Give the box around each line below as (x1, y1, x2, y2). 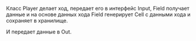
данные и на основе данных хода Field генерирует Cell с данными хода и (6, 11, 191, 18)
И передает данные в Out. (6, 28, 72, 35)
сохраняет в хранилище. (6, 17, 68, 24)
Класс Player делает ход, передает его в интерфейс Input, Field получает (6, 5, 190, 12)
